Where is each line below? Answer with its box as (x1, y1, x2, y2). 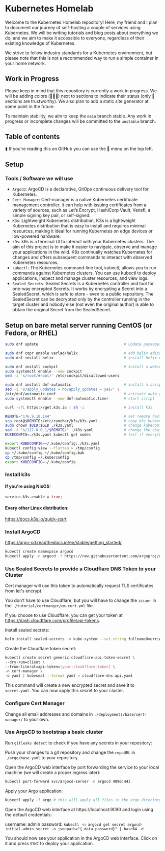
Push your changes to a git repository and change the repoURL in (5, 749, 136, 755)
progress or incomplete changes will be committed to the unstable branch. (5, 118, 156, 124)
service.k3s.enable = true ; (5, 494, 63, 499)
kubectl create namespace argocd (5, 549, 74, 554)
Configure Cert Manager (5, 700, 65, 707)
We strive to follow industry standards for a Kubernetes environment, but (5, 50, 153, 56)
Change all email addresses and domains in (5, 711, 93, 717)
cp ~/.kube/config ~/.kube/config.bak (5, 450, 84, 455)
